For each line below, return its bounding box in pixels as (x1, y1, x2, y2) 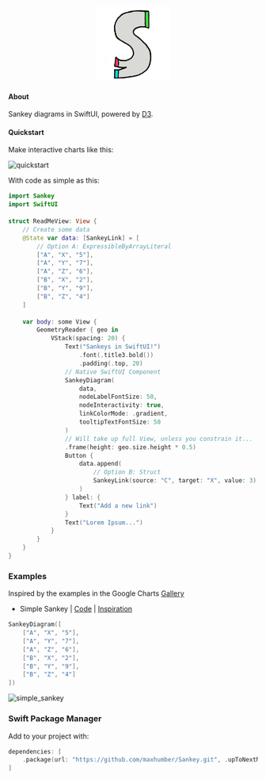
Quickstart (8, 127, 45, 136)
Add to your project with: (8, 731, 89, 741)
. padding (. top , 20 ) (78, 359, 144, 367)
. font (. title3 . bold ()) (78, 351, 154, 359)
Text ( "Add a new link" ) (78, 501, 158, 509)
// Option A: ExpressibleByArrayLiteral (36, 242, 172, 251)
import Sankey (8, 192, 55, 200)
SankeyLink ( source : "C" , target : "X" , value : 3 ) (93, 477, 257, 485)
